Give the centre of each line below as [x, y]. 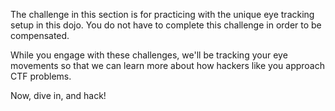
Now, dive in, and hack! [58, 95]
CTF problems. [41, 76]
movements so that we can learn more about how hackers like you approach [167, 65]
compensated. [40, 35]
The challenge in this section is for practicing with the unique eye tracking [162, 14]
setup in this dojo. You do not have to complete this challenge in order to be [166, 25]
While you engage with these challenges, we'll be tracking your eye [149, 55]
